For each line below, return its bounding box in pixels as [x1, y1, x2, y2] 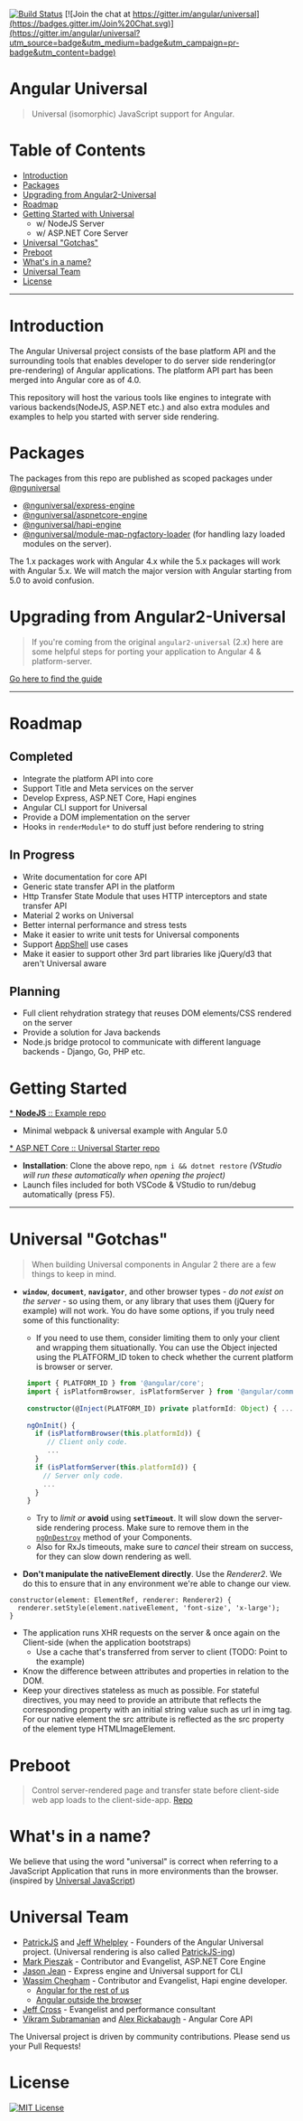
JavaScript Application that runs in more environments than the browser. [9, 1866, 279, 1877]
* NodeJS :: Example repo [9, 1108, 106, 1119]
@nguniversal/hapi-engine [22, 519, 122, 530]
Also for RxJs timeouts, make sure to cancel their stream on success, [35, 1542, 294, 1553]
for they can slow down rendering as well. [35, 1551, 192, 1563]
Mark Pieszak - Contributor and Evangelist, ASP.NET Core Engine [22, 1957, 266, 1967]
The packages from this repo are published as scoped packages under [9, 473, 273, 483]
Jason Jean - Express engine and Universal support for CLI [22, 1966, 243, 1976]
